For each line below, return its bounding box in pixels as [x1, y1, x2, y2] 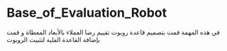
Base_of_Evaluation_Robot [6, 5, 167, 21]
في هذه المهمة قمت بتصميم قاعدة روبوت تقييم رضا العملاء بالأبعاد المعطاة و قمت [6, 28, 221, 36]
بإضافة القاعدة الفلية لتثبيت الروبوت [6, 35, 101, 43]
